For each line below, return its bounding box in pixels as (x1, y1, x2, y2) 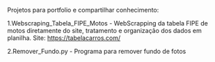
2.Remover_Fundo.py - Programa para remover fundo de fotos (7, 48, 186, 55)
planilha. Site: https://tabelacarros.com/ (7, 34, 120, 42)
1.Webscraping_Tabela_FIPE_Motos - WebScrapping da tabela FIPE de (7, 19, 209, 27)
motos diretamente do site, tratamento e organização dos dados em (7, 27, 202, 34)
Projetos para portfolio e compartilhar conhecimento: (7, 6, 159, 14)
